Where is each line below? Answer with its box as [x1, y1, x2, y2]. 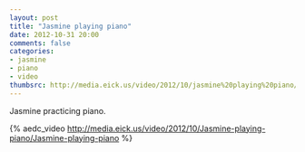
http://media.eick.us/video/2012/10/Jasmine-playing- [66, 123, 266, 134]
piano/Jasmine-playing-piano [9, 132, 120, 143]
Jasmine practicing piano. [9, 105, 106, 116]
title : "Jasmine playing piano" [9, 22, 132, 31]
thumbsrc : [9, 81, 47, 90]
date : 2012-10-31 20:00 [9, 30, 100, 39]
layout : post [9, 13, 59, 23]
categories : [9, 47, 54, 56]
